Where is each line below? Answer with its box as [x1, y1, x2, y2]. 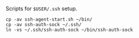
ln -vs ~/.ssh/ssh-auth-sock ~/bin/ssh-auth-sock [5, 27, 134, 33]
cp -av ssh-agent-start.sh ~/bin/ [5, 17, 93, 23]
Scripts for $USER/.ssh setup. [5, 5, 78, 12]
